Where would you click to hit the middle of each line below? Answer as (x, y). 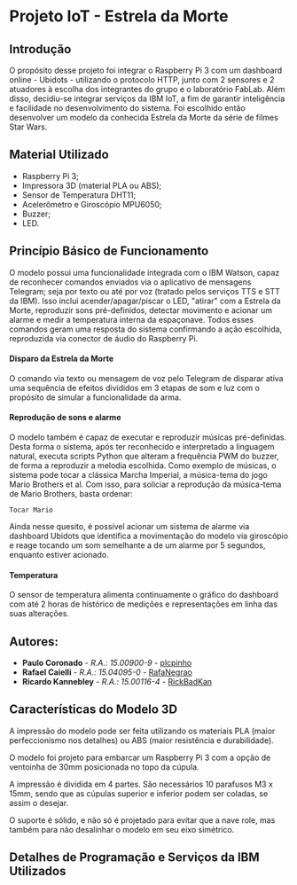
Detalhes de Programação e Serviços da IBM (134, 858)
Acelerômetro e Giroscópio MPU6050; (92, 204)
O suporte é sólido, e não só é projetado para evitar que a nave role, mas (142, 820)
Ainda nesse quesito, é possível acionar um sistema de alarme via (129, 527)
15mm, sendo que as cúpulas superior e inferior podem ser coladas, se (139, 793)
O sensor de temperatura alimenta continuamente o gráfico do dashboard (144, 595)
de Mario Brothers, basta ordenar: (71, 494)
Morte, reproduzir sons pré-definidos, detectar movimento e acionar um (141, 310)
